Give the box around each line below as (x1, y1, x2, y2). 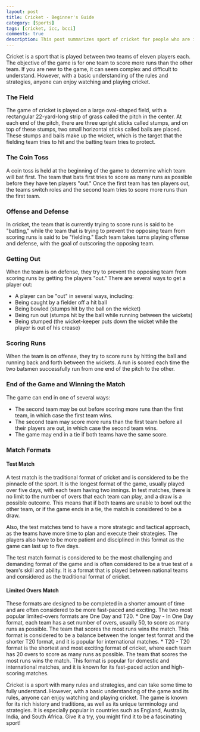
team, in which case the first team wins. (14, 411, 113, 419)
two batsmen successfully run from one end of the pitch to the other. (6, 365, 176, 373)
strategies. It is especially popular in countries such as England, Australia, (6, 707, 187, 714)
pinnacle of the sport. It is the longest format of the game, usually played (6, 480, 185, 487)
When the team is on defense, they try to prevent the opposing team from (6, 268, 187, 275)
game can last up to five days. (6, 542, 80, 549)
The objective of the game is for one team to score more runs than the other (6, 59, 193, 66)
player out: (6, 281, 33, 288)
